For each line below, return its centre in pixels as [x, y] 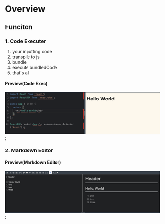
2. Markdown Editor [29, 150]
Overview [25, 9]
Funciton [19, 27]
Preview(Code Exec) [26, 84]
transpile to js [26, 57]
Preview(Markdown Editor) [33, 162]
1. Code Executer [26, 41]
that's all [21, 73]
